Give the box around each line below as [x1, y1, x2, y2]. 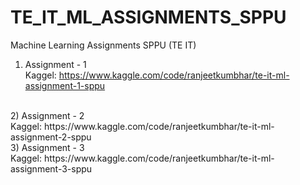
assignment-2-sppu [10, 131, 92, 143]
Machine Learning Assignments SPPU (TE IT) [10, 39, 197, 51]
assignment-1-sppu [24, 79, 106, 91]
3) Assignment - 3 [10, 141, 85, 153]
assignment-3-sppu [10, 162, 93, 175]
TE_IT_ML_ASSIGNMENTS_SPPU [10, 6, 287, 29]
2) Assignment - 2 [10, 109, 85, 121]
